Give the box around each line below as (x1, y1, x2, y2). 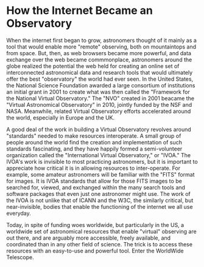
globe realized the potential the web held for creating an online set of (6, 62, 180, 70)
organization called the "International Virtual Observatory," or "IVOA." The (6, 151, 191, 158)
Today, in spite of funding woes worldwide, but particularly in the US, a (6, 221, 185, 228)
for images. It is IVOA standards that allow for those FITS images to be (6, 177, 183, 184)
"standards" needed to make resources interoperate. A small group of (6, 132, 181, 140)
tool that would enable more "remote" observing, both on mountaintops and (6, 43, 197, 50)
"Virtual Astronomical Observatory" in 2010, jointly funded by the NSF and (6, 101, 192, 108)
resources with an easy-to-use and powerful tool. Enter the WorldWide (6, 247, 184, 254)
